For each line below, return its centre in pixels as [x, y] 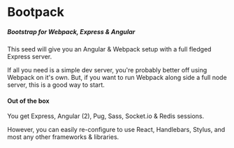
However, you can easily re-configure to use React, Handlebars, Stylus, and [116, 130]
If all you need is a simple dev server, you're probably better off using [107, 70]
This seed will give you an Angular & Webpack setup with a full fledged [109, 49]
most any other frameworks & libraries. [63, 137]
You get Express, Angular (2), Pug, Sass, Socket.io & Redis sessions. [106, 116]
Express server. [30, 57]
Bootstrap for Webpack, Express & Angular [71, 31]
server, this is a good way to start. [56, 85]
